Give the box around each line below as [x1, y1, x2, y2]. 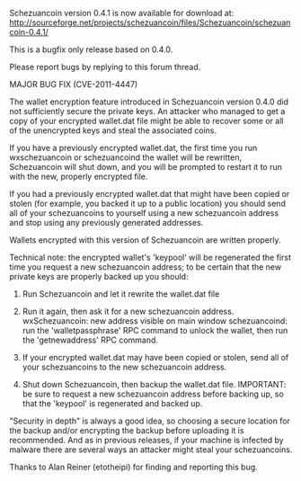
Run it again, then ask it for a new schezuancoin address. [22, 306, 235, 316]
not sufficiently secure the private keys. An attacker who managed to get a [9, 106, 286, 116]
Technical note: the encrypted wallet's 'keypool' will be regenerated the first [9, 252, 292, 263]
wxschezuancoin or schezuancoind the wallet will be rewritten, [9, 152, 243, 163]
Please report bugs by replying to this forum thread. [9, 62, 201, 72]
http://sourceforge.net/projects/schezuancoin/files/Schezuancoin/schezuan [9, 17, 291, 28]
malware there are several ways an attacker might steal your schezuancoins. [9, 444, 293, 455]
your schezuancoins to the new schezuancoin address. [22, 361, 227, 372]
